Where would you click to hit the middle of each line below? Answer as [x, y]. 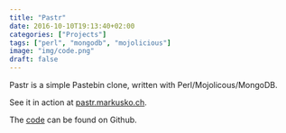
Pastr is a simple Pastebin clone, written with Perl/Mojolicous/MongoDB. [143, 85]
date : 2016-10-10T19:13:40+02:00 [72, 26]
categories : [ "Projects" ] [58, 34]
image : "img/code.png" [52, 51]
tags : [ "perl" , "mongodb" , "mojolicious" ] [90, 43]
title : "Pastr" [38, 18]
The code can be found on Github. [73, 120]
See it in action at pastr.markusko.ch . [78, 102]
